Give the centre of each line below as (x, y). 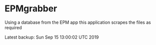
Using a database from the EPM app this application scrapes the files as (78, 22)
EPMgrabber (31, 9)
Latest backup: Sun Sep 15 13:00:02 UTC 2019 (52, 37)
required (13, 27)
